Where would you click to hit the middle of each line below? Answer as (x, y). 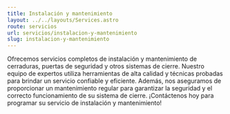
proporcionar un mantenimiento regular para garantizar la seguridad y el (110, 88)
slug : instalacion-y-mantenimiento (58, 39)
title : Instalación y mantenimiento (60, 13)
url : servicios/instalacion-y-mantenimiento (72, 33)
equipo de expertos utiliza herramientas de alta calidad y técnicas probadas (115, 74)
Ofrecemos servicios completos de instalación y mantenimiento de (102, 59)
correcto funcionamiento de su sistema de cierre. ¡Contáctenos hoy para (111, 96)
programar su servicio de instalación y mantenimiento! (85, 103)
